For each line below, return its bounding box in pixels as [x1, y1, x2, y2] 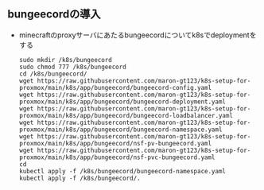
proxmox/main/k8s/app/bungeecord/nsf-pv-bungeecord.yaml [18, 139, 212, 147]
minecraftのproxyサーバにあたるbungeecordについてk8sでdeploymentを [18, 30, 257, 40]
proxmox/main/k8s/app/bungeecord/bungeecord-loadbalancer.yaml [18, 111, 234, 119]
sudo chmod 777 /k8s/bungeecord [18, 63, 126, 71]
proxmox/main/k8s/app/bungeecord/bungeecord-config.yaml [18, 83, 212, 91]
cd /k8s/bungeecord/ [18, 70, 87, 78]
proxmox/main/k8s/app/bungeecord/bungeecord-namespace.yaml [18, 126, 223, 134]
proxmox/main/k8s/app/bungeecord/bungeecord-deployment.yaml [18, 98, 227, 106]
